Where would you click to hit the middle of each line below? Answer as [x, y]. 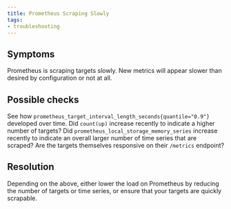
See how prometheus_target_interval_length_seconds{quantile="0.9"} [109, 116]
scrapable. [22, 198]
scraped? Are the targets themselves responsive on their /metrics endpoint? [116, 145]
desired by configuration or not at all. [60, 78]
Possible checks [43, 99]
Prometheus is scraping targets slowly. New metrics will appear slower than [114, 71]
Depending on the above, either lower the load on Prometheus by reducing [113, 184]
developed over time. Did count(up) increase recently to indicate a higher [111, 123]
